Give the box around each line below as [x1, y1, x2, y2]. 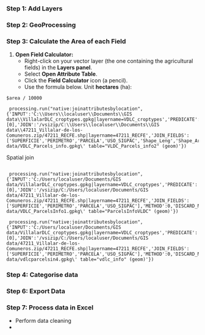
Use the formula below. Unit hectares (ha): [24, 84, 132, 91]
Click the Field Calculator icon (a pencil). [24, 77, 128, 84]
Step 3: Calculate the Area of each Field [6, 37, 126, 45]
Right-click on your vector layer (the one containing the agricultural [24, 57, 193, 65]
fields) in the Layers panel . [24, 64, 93, 71]
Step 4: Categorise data [6, 270, 78, 279]
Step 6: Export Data [6, 287, 65, 295]
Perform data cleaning [15, 317, 72, 325]
